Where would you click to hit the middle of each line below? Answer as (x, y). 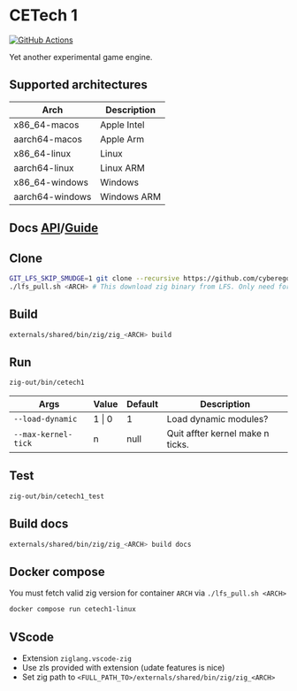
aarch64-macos (48, 139)
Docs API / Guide (54, 228)
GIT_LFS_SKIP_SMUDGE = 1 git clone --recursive (94, 278)
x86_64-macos (46, 125)
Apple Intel (122, 125)
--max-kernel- (43, 435)
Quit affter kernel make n (218, 434)
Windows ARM (131, 196)
